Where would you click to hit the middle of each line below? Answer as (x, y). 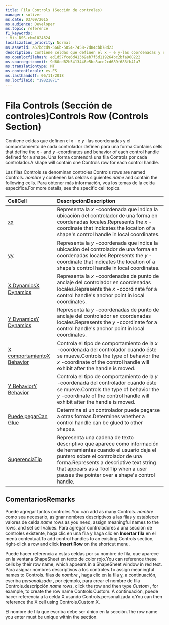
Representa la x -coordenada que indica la (108, 209)
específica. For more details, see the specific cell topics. (63, 188)
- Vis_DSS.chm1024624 (28, 38)
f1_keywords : (19, 33)
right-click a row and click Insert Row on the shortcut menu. (68, 544)
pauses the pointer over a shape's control (106, 475)
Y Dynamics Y (23, 319)
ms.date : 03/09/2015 (27, 19)
